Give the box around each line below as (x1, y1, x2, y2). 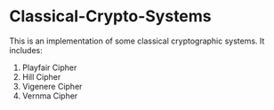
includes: (9, 44, 43, 55)
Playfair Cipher (21, 62, 77, 73)
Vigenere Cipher (21, 81, 83, 91)
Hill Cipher (21, 71, 61, 82)
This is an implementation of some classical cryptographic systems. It (9, 35, 265, 46)
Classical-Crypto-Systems (9, 6, 212, 27)
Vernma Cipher (21, 90, 78, 101)
